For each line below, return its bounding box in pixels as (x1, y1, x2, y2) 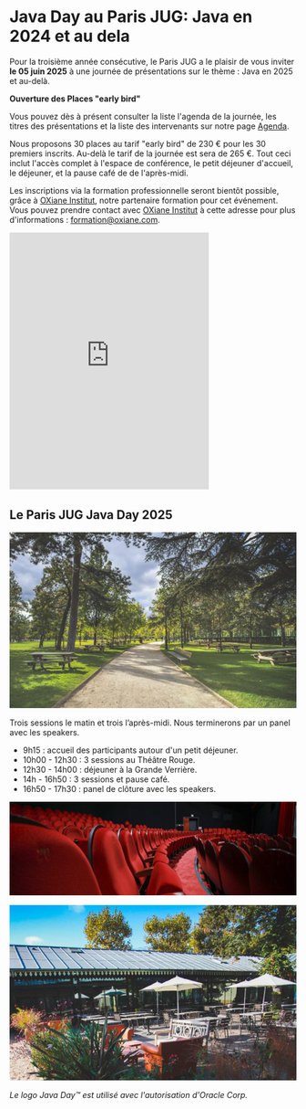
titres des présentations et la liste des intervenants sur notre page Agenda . (9, 121, 290, 132)
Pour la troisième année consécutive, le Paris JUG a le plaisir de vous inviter (9, 56, 295, 67)
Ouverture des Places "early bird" (9, 93, 141, 104)
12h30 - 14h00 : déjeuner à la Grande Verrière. (22, 764, 198, 775)
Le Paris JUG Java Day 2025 (9, 507, 173, 523)
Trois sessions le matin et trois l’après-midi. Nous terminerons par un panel (9, 717, 291, 728)
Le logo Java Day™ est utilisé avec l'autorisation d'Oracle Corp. (9, 1090, 249, 1101)
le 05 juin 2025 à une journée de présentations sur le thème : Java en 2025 (9, 66, 293, 77)
